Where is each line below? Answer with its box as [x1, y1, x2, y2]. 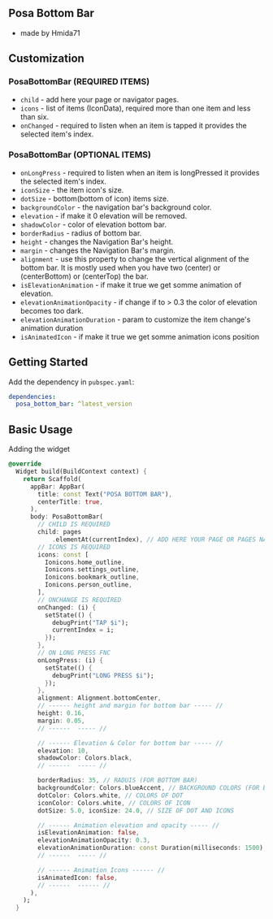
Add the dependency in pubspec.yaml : [8, 377, 135, 387]
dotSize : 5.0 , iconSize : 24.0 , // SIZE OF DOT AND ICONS [37, 806, 234, 815]
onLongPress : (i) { [37, 656, 104, 665]
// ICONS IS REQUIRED [37, 543, 111, 551]
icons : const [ [37, 550, 89, 559]
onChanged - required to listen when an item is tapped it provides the [19, 120, 247, 130]
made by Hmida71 [19, 28, 80, 37]
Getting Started [8, 355, 89, 369]
